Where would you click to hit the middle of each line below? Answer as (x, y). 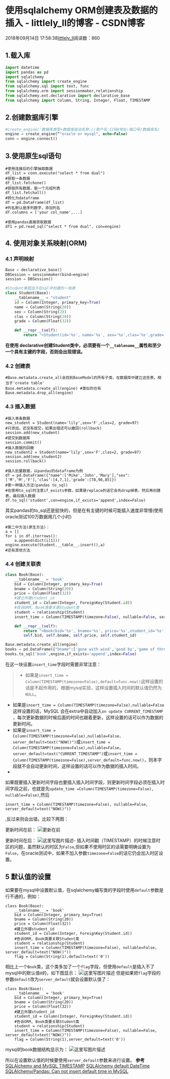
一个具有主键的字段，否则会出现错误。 (45, 352)
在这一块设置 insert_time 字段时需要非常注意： (53, 664)
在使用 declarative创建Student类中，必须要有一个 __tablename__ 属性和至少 (83, 346)
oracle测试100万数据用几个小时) (38, 516)
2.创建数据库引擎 (32, 118)
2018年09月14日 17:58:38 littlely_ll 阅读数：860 (53, 38)
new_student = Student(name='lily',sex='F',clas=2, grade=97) (72, 423)
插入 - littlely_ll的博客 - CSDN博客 (75, 23)
